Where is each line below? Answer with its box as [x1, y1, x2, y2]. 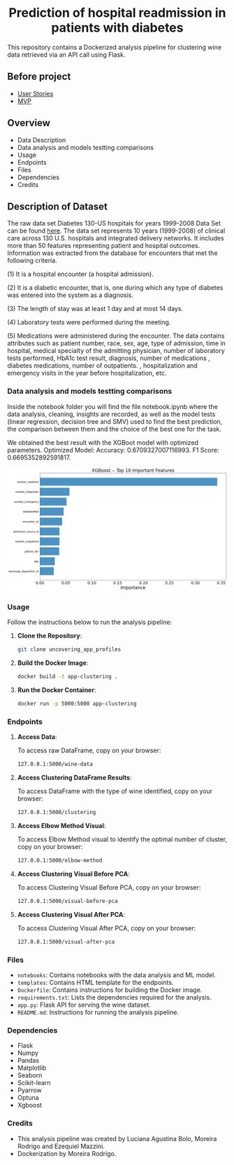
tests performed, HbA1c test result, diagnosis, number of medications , [7, 354, 211, 362]
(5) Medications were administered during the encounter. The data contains [7, 331, 225, 340]
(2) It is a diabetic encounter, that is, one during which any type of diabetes [7, 284, 224, 292]
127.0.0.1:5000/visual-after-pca [17, 938, 115, 945]
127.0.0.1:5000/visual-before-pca [17, 898, 118, 905]
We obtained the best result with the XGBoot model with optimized [7, 438, 199, 446]
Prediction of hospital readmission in [8, 5, 226, 21]
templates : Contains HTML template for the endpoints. [17, 979, 174, 987]
